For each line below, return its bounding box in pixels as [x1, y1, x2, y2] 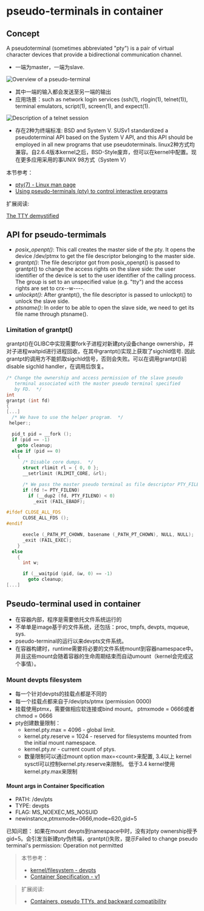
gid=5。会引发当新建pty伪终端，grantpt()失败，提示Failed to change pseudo [6, 835, 198, 842]
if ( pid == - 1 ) [12, 436, 50, 442]
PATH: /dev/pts [15, 796, 53, 803]
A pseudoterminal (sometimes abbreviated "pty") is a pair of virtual [6, 44, 174, 52]
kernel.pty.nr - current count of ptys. [24, 745, 117, 753]
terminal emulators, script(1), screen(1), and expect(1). [15, 103, 150, 110]
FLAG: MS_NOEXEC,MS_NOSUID [15, 808, 98, 816]
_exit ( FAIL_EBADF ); [33, 498, 86, 504]
